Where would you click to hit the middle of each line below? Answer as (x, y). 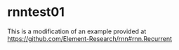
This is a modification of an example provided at (77, 31)
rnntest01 (36, 12)
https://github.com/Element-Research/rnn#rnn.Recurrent (89, 38)
